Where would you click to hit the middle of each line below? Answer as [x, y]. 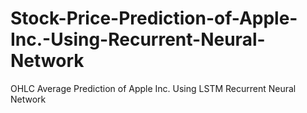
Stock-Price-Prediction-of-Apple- [154, 18]
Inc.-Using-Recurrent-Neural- [138, 39]
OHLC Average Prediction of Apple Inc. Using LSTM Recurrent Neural [153, 88]
